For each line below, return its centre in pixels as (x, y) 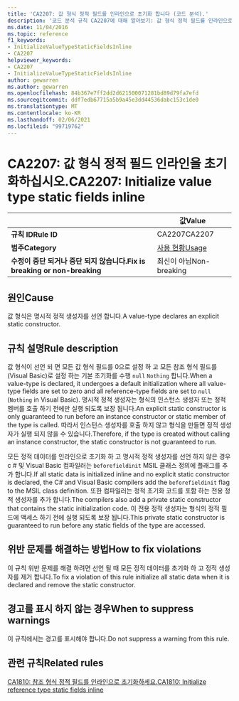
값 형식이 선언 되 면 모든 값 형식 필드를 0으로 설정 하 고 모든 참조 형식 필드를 (112, 367)
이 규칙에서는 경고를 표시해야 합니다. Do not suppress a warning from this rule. (118, 638)
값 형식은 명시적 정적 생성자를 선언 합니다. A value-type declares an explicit (113, 316)
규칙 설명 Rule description (63, 348)
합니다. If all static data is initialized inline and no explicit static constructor (122, 474)
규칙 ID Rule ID (34, 235)
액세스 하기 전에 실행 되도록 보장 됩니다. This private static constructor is (123, 518)
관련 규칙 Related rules (55, 663)
